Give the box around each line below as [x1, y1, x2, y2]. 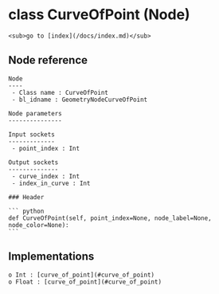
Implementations [8, 249, 95, 264]
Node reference [8, 53, 88, 67]
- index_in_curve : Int [11, 179, 91, 187]
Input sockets [8, 130, 56, 139]
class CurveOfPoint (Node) [8, 6, 190, 24]
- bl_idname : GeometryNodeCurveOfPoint [11, 96, 148, 104]
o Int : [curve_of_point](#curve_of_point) [8, 271, 155, 279]
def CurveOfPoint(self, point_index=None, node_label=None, [8, 214, 213, 222]
